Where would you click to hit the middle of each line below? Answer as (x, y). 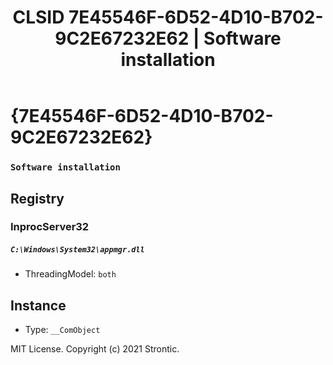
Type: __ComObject (62, 330)
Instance (38, 305)
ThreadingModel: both (70, 274)
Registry (37, 198)
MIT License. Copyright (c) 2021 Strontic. (95, 349)
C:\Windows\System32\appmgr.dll (77, 250)
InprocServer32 (50, 227)
